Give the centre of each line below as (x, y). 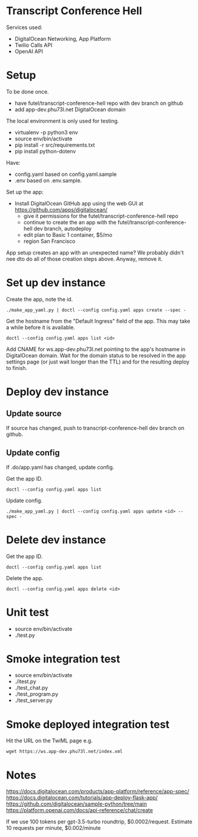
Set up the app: (25, 192)
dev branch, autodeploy (62, 228)
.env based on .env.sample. (48, 180)
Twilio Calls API (33, 45)
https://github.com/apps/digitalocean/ (61, 210)
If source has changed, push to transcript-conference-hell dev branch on (95, 428)
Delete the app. (25, 578)
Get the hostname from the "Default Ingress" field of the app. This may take (98, 321)
